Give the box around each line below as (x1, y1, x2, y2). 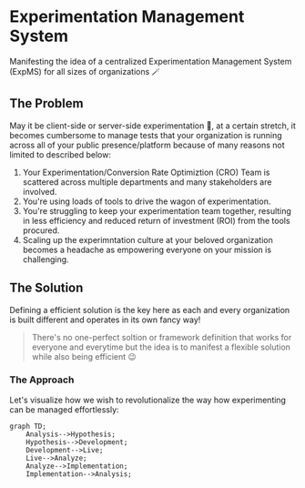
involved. (22, 186, 57, 197)
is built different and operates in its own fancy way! (9, 314, 201, 325)
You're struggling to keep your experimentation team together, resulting (22, 205, 291, 216)
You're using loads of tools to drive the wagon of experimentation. (22, 196, 271, 207)
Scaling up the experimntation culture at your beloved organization (22, 234, 273, 245)
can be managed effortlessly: (9, 403, 120, 415)
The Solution (9, 280, 84, 296)
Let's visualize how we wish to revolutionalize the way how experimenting (9, 394, 287, 405)
